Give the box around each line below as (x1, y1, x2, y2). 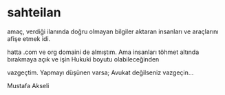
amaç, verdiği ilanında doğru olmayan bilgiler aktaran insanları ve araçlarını (7, 27, 219, 36)
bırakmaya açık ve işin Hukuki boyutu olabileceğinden (7, 55, 160, 63)
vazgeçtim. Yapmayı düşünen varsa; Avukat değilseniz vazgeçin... (7, 68, 194, 77)
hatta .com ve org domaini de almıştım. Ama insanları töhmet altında (7, 48, 200, 56)
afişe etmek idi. (7, 34, 51, 42)
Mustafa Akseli (7, 81, 50, 90)
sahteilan (7, 5, 61, 21)
